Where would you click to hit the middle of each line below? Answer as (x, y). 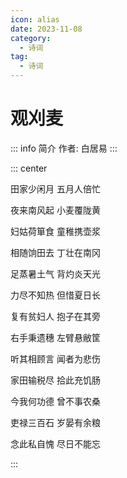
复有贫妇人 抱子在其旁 (55, 316)
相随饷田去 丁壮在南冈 (55, 252)
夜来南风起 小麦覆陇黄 (55, 210)
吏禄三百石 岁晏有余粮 (55, 422)
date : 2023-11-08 (46, 29)
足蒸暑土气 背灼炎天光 (55, 273)
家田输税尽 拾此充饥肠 (55, 380)
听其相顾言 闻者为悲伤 (55, 358)
